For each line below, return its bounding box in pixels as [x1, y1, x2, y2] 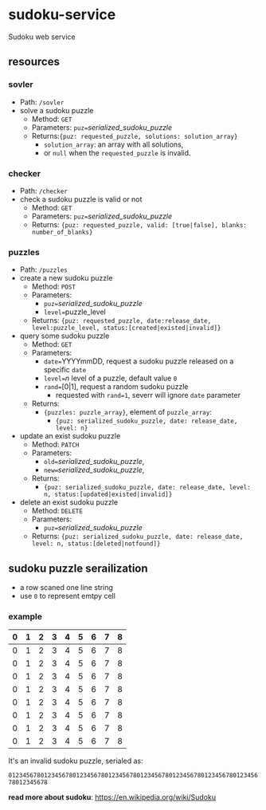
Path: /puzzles [19, 265, 68, 274]
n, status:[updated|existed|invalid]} [43, 490, 173, 499]
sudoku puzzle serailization [8, 561, 149, 575]
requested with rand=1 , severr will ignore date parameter [55, 391, 241, 400]
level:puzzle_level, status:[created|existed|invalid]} [31, 324, 221, 332]
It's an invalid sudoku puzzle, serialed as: [8, 756, 143, 766]
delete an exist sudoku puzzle [19, 497, 118, 507]
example [8, 611, 42, 622]
